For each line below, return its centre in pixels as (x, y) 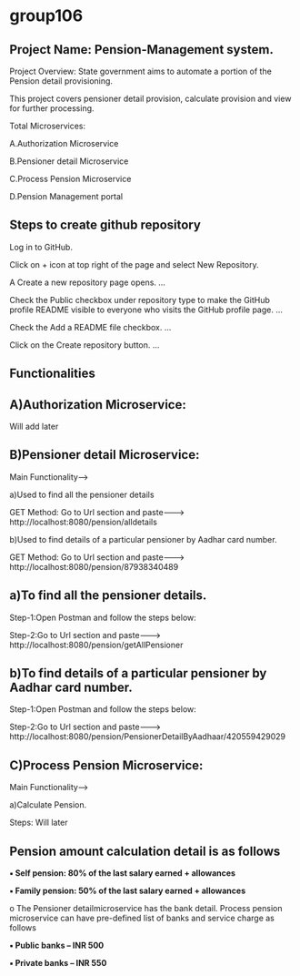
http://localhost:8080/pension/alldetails (83, 522)
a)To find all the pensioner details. (108, 596)
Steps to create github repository (105, 225)
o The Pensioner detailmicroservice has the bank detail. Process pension (146, 909)
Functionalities (52, 374)
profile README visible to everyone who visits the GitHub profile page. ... (146, 310)
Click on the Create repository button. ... (85, 345)
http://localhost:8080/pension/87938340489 (94, 566)
